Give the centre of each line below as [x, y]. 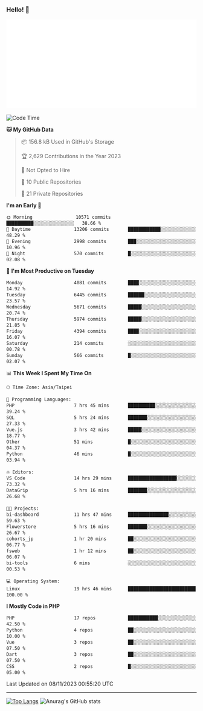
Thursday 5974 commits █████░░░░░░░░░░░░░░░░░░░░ [101, 319]
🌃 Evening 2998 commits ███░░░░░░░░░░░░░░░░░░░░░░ [101, 242]
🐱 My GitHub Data [30, 130]
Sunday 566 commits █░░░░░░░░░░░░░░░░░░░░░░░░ [101, 356]
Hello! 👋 [18, 10]
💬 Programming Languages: [39, 399]
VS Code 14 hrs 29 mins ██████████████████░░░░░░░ [101, 478]
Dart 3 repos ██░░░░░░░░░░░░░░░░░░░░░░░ [101, 655]
